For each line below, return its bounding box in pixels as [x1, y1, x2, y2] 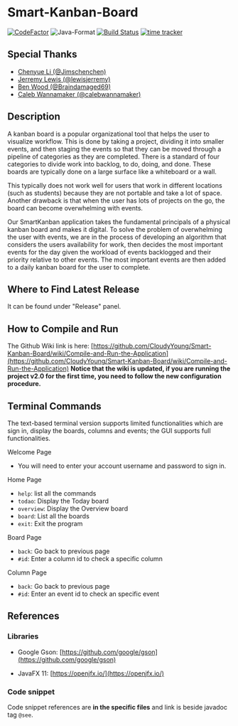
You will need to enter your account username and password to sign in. [17, 461, 227, 470]
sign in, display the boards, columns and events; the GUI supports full [7, 427, 211, 434]
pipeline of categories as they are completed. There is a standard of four [7, 152, 220, 161]
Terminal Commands [7, 400, 102, 412]
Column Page [7, 568, 48, 577]
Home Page [7, 476, 42, 484]
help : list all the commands [17, 489, 97, 498]
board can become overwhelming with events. [7, 203, 144, 212]
